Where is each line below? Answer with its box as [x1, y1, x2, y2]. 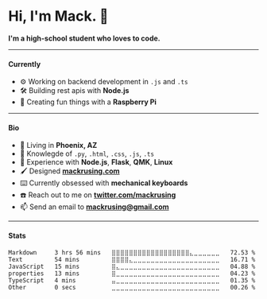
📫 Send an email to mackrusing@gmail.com [19, 202, 169, 212]
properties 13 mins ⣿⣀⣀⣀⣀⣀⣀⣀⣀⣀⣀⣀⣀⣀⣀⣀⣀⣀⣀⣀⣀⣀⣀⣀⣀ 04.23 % [8, 270, 256, 278]
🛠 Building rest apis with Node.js [19, 86, 130, 95]
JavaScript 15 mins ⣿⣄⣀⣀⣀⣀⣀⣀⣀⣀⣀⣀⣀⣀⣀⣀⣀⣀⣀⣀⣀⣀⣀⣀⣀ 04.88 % [8, 262, 256, 270]
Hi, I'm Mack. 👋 [8, 7, 109, 25]
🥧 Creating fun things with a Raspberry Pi [19, 97, 157, 107]
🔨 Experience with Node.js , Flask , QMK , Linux [19, 157, 173, 167]
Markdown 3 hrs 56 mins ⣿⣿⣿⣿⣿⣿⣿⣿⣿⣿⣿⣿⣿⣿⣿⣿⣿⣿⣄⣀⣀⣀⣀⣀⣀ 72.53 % [8, 248, 256, 257]
